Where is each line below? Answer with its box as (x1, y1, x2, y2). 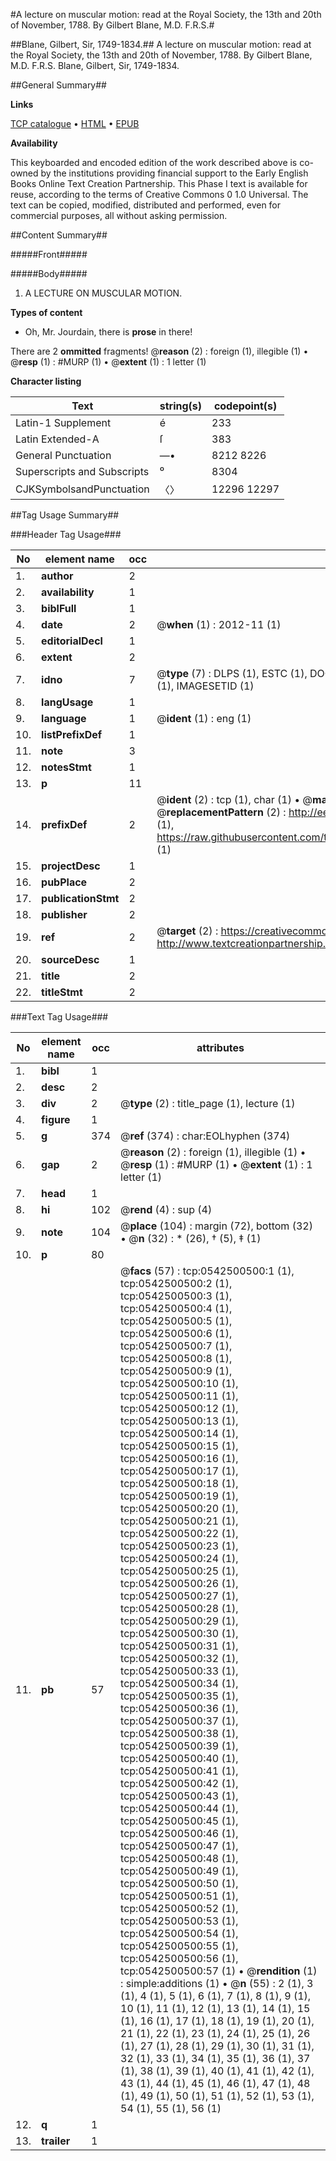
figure (41, 1113, 71, 1126)
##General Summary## (10, 79, 107, 91)
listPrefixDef (41, 728, 103, 741)
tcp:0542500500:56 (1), (120, 1952, 239, 1965)
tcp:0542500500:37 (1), (120, 1714, 239, 1728)
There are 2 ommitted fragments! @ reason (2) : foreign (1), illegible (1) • (10, 345, 309, 357)
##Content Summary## (10, 229, 108, 241)
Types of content (10, 307, 83, 318)
